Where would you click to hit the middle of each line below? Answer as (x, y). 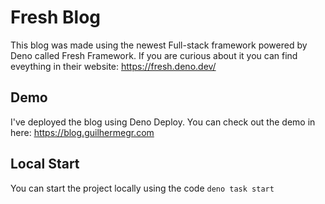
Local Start (45, 164)
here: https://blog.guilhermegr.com (82, 132)
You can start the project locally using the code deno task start (142, 188)
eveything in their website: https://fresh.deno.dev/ (113, 66)
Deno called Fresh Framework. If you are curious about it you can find (154, 55)
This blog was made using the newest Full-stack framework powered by (159, 45)
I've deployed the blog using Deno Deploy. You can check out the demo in (163, 122)
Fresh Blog (56, 17)
